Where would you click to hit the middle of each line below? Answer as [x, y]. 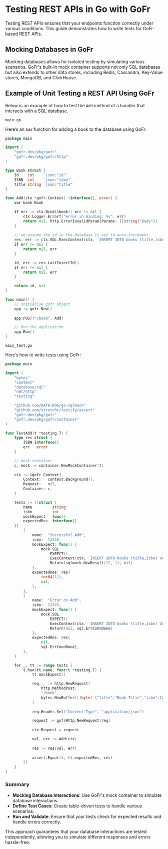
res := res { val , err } [54, 748]
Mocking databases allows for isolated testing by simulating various [75, 62]
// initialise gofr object [42, 304]
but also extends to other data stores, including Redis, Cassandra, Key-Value [84, 72]
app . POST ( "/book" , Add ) [39, 318]
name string [44, 507]
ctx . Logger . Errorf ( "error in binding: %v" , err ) [75, 217]
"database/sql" [30, 387]
